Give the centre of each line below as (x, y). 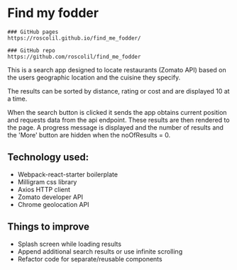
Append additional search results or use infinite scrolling (100, 251)
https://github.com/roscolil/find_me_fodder (74, 57)
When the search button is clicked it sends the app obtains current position (117, 112)
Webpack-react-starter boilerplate (68, 174)
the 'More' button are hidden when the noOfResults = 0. (89, 135)
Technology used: (48, 157)
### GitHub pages (33, 32)
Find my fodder (53, 13)
